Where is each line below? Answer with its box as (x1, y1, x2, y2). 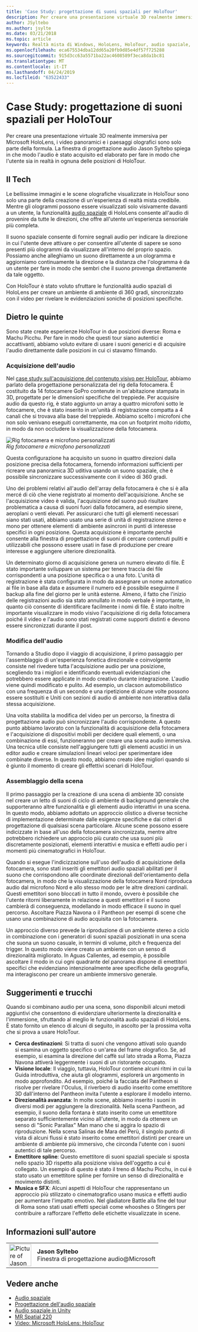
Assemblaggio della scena (6, 777, 84, 785)
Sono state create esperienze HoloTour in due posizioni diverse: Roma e (6, 328, 181, 335)
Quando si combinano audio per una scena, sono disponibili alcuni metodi (6, 1004, 186, 1011)
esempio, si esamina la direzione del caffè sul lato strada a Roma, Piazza (14, 1053, 191, 1060)
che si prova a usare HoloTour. (6, 1028, 80, 1036)
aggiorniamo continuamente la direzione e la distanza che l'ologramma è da (6, 258, 190, 265)
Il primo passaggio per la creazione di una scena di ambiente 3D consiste (6, 791, 184, 798)
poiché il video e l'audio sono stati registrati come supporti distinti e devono (6, 615, 190, 623)
